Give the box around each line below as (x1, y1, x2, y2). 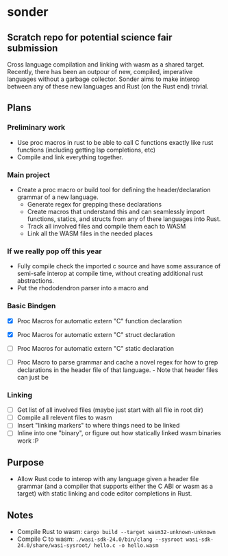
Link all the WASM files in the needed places (27, 229, 153, 238)
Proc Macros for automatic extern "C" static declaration (16, 344, 175, 352)
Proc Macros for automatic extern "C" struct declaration (16, 330, 175, 338)
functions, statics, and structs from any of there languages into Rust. (27, 214, 221, 223)
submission (7, 42, 58, 54)
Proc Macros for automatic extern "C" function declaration (16, 316, 183, 325)
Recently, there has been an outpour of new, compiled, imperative (7, 68, 193, 76)
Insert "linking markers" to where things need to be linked (16, 421, 180, 430)
